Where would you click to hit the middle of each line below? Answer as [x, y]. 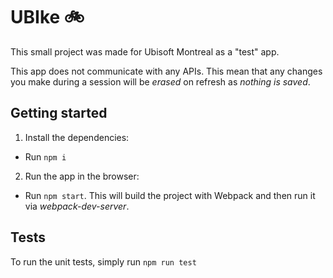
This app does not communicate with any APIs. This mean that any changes [166, 71]
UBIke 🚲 [47, 17]
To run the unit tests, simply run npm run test [103, 261]
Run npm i [45, 156]
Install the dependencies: [77, 137]
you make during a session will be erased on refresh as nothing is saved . [160, 81]
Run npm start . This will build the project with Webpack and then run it [170, 195]
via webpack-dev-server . [77, 206]
